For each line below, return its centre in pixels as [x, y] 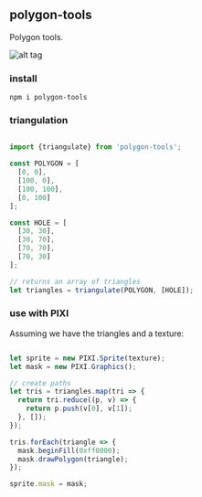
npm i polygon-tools [49, 98]
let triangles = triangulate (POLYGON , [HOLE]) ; [102, 290]
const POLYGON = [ [44, 164]
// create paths [40, 383]
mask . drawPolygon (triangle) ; [73, 459]
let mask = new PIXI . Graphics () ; [73, 366]
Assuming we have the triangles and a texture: [97, 333]
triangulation [39, 121]
